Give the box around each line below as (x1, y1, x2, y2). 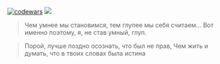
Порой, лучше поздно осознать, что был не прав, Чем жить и (24, 42, 208, 50)
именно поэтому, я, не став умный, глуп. (24, 29, 147, 36)
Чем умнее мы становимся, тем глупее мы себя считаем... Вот (24, 21, 214, 29)
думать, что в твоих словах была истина (24, 49, 146, 57)
